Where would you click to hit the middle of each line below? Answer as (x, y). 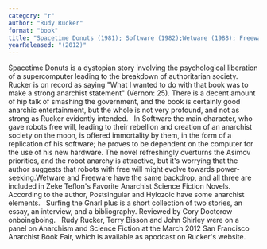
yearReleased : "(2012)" (48, 45)
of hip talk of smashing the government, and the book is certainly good (124, 102)
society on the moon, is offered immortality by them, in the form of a (120, 135)
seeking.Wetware (37, 178)
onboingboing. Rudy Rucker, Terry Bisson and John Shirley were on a (124, 220)
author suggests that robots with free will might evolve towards (111, 169)
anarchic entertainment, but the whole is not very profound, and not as (124, 110)
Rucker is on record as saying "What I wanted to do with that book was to (128, 85)
